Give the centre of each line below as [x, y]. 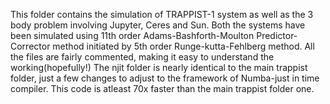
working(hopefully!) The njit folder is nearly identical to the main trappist [159, 67]
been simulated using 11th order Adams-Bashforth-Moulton [132, 35]
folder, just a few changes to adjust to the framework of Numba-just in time [165, 78]
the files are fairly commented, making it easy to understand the [142, 57]
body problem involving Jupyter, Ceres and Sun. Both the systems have [158, 25]
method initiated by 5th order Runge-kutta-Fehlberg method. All [183, 46]
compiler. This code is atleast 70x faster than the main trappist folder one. [162, 88]
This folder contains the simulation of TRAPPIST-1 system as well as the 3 [162, 14]
